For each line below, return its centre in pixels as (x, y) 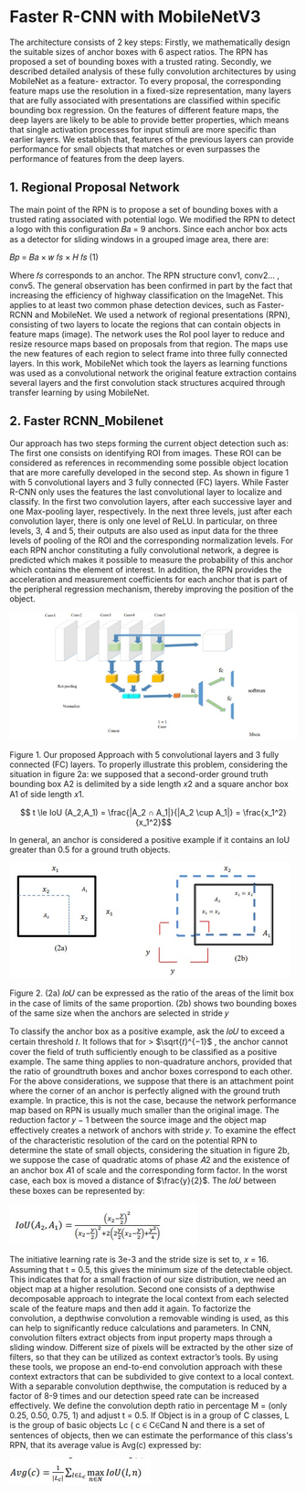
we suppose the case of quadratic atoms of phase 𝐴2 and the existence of (150, 1160)
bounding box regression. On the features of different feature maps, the (144, 110)
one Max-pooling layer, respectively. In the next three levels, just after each (151, 511)
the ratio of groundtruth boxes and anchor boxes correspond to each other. (151, 1072)
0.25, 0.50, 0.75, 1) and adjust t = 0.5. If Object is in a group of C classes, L (149, 1415)
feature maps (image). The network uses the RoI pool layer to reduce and (147, 334)
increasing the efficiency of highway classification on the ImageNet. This (147, 295)
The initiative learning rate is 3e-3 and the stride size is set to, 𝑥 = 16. (139, 1260)
